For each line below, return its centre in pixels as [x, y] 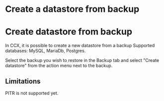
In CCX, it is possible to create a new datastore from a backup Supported [80, 46]
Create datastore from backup [69, 32]
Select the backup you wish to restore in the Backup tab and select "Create [82, 60]
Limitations [23, 81]
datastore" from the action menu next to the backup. [59, 66]
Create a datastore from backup [72, 9]
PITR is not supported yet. [32, 93]
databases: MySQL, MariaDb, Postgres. [45, 51]
